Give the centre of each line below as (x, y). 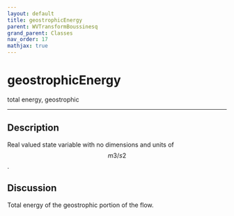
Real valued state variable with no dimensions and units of (91, 144)
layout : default (31, 14)
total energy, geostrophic (43, 99)
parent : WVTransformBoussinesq (53, 26)
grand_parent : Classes (40, 33)
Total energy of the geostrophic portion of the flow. (81, 205)
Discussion (32, 188)
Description (33, 128)
